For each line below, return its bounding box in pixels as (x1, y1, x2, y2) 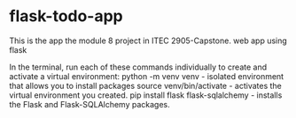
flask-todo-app (9, 6, 124, 26)
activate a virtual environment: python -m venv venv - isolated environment (9, 70, 284, 81)
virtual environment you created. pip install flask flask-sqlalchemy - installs (9, 90, 283, 100)
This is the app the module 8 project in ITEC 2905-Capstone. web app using (9, 35, 288, 46)
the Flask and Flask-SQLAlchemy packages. (9, 99, 170, 109)
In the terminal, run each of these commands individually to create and (9, 62, 268, 72)
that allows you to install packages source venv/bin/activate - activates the (9, 80, 282, 91)
